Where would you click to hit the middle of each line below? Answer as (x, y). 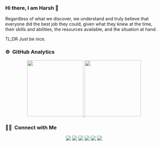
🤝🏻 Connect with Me (31, 128)
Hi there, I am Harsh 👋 (32, 8)
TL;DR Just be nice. (25, 39)
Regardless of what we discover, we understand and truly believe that (77, 19)
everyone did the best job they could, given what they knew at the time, (79, 24)
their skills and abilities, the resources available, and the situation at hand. (81, 29)
